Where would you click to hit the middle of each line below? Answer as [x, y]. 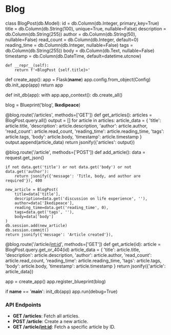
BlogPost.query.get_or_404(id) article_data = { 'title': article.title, [73, 250]
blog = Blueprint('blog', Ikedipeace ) [43, 105]
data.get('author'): [27, 171]
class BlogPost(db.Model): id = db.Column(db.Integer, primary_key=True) [82, 23]
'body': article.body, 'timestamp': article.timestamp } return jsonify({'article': [85, 266]
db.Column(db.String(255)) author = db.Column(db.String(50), [71, 34]
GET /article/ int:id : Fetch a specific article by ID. [64, 327]
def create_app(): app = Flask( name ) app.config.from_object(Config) [78, 79]
